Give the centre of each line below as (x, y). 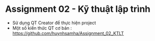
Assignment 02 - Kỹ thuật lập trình (78, 9)
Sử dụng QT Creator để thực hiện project (54, 23)
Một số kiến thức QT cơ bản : (42, 28)
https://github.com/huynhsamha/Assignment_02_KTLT (68, 33)
